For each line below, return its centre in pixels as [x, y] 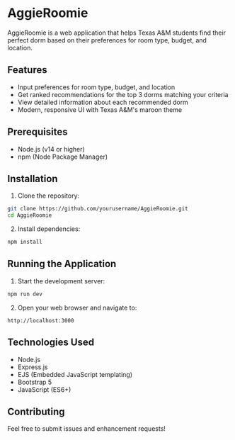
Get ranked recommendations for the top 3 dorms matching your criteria [123, 94]
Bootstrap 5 [35, 382]
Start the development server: [61, 281]
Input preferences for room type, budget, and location [96, 87]
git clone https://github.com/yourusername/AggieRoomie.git [98, 209]
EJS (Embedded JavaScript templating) [75, 374]
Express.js [33, 367]
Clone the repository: [48, 196]
